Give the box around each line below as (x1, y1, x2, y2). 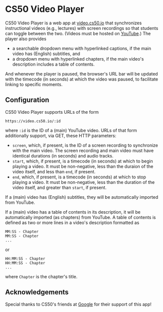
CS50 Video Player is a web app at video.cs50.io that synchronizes (5, 20, 142, 26)
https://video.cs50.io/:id (5, 118, 61, 124)
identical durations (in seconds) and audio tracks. (12, 153, 114, 158)
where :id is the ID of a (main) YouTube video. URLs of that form (5, 127, 137, 133)
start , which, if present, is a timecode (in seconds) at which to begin (12, 158, 153, 164)
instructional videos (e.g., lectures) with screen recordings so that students (5, 25, 159, 31)
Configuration (5, 96, 50, 104)
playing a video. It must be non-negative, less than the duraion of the (12, 163, 154, 169)
